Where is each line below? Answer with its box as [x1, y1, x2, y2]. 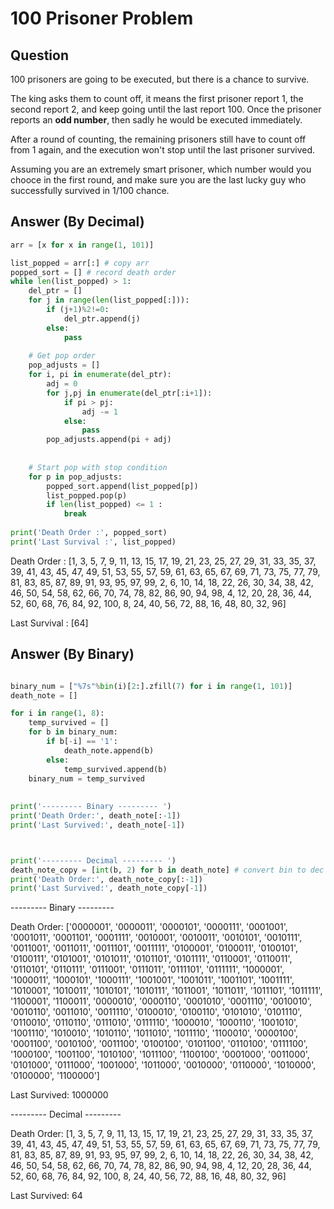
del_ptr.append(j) [63, 313, 141, 324]
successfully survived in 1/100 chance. [10, 185, 170, 196]
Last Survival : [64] [10, 617, 89, 629]
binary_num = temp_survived [28, 773, 145, 784]
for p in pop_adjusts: [28, 472, 123, 482]
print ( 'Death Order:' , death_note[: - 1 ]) [10, 811, 182, 821]
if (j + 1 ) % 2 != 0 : [46, 305, 110, 315]
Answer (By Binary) [10, 646, 135, 663]
